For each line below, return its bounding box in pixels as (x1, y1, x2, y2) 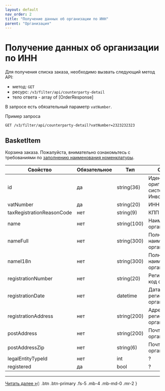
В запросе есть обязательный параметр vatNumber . (5, 104, 112, 110)
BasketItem (5, 136, 41, 144)
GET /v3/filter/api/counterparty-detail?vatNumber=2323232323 (5, 123, 135, 128)
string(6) (117, 344, 137, 351)
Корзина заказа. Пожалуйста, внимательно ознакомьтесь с (5, 149, 131, 155)
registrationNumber (7, 275, 53, 282)
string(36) (117, 184, 141, 190)
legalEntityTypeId (7, 355, 48, 362)
